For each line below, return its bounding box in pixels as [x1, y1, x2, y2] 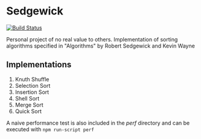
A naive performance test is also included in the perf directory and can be [6, 119, 190, 126]
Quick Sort [14, 107, 42, 115]
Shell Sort [14, 94, 40, 102]
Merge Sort [14, 101, 43, 108]
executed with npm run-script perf [6, 125, 95, 133]
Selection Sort [14, 82, 51, 89]
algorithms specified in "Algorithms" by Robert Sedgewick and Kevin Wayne [6, 42, 195, 49]
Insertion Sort [14, 88, 49, 96]
